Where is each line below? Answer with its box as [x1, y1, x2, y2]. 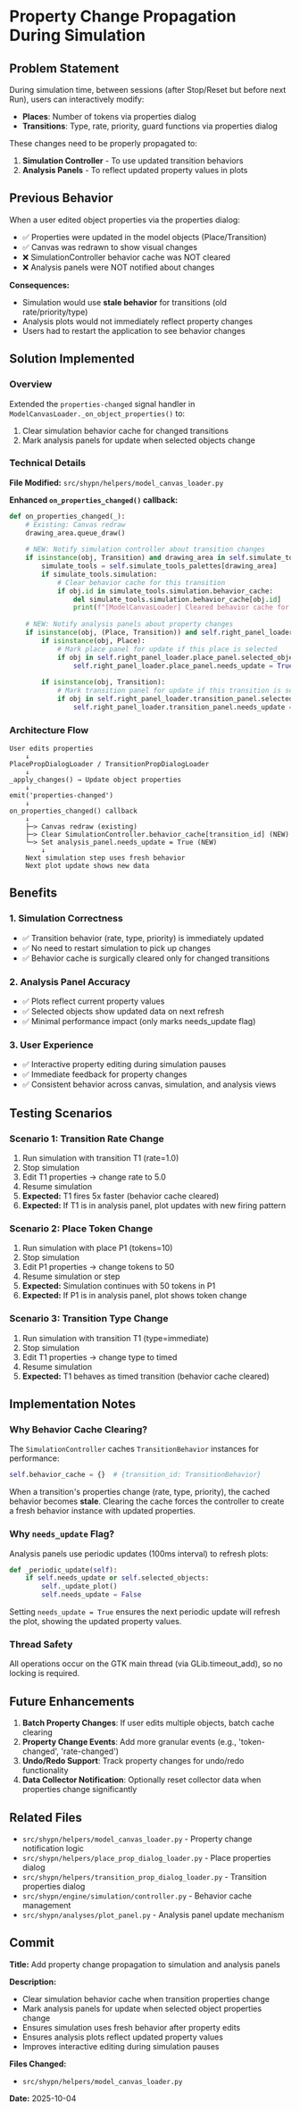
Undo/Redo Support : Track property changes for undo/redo [21, 1756, 245, 1766]
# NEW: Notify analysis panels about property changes [25, 620, 234, 629]
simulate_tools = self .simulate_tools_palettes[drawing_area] [41, 562, 278, 571]
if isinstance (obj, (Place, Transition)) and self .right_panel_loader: [25, 628, 297, 638]
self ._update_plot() [41, 1582, 118, 1591]
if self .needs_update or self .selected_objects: [25, 1573, 210, 1582]
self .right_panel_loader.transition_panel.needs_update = [72, 703, 294, 712]
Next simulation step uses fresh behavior [25, 854, 186, 863]
